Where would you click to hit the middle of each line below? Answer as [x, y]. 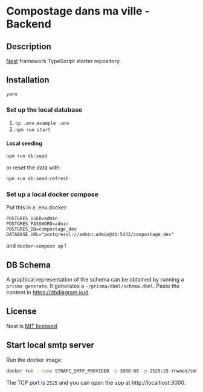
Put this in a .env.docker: [37, 208]
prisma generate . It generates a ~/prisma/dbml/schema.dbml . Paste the [93, 286]
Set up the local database [44, 109]
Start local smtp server [50, 345]
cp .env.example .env [42, 123]
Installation [28, 80]
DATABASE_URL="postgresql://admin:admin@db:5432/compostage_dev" [90, 235]
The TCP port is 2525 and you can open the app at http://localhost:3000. [96, 382]
